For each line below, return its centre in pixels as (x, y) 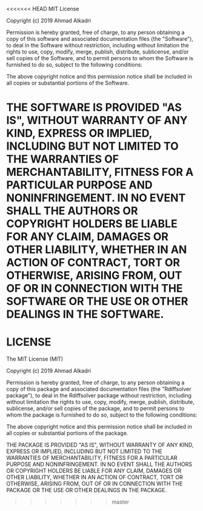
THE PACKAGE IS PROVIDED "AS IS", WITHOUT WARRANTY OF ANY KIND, (100, 445)
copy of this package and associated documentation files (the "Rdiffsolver (99, 389)
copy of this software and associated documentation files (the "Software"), (100, 39)
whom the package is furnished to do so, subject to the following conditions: (102, 415)
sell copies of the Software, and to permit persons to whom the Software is (100, 58)
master (120, 502)
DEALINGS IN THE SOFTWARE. (85, 314)
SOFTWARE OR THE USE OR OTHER (97, 301)
